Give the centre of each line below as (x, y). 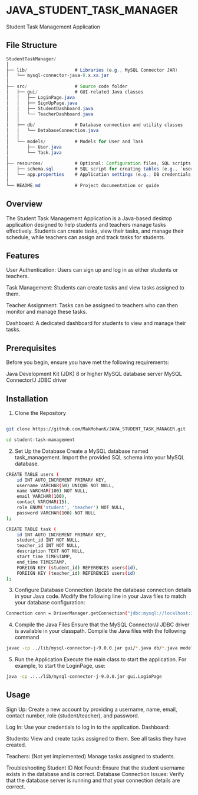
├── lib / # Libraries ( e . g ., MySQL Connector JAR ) (92, 70)
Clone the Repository (40, 413)
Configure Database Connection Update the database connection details (103, 590)
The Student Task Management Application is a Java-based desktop (89, 218)
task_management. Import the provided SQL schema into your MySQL (100, 457)
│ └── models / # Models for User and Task (75, 141)
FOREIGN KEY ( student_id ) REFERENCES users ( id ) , (77, 568)
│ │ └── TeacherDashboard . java (50, 114)
